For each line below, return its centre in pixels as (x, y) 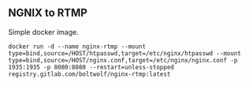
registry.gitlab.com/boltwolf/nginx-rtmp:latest (89, 74)
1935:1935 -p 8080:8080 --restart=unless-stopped (91, 67)
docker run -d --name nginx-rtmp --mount (77, 47)
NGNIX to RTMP (48, 13)
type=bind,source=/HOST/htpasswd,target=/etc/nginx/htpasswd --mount (125, 53)
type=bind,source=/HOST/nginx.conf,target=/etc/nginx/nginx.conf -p (123, 60)
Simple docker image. (43, 32)
